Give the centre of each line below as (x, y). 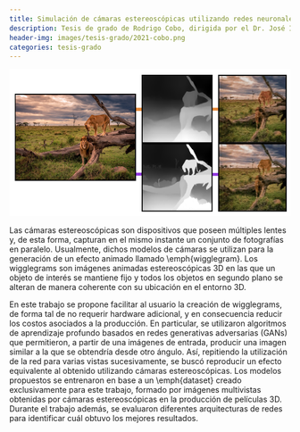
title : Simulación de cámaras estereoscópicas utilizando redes (131, 19)
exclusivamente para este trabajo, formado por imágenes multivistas (135, 390)
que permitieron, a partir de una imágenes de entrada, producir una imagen (148, 343)
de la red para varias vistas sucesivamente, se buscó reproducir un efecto (146, 361)
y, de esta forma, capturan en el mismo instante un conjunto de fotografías (146, 240)
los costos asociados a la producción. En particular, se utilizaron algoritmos (148, 324)
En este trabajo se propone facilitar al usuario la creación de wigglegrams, (146, 304)
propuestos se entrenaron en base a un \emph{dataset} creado (126, 380)
